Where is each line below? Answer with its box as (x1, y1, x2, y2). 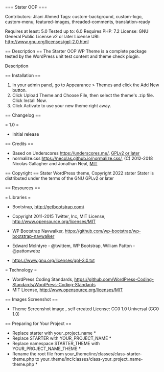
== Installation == (5, 73, 41, 78)
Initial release (12, 131, 39, 137)
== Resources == (5, 185, 41, 191)
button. (12, 87, 27, 93)
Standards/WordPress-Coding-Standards (12, 282, 96, 287)
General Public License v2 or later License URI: (5, 34, 100, 39)
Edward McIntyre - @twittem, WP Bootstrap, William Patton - (12, 243, 136, 248)
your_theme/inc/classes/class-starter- (65, 351, 142, 357)
